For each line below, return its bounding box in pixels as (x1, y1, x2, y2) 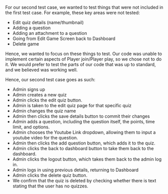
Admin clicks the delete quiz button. (12, 172, 87, 178)
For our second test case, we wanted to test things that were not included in (5, 5, 163, 10)
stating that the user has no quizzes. (12, 183, 88, 189)
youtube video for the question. (12, 135, 78, 140)
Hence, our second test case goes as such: (5, 77, 96, 82)
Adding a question (12, 25, 51, 31)
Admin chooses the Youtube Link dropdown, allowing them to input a (12, 129, 156, 135)
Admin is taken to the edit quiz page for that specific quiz (12, 103, 132, 108)
